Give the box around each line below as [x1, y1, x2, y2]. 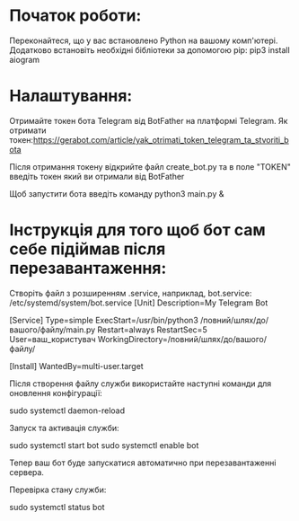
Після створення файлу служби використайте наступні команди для [9, 378, 272, 389]
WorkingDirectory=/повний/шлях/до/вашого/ [97, 333, 268, 344]
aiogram [9, 54, 40, 65]
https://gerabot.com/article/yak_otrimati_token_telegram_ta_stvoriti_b [32, 134, 289, 145]
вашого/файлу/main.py [9, 324, 96, 335]
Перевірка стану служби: [9, 484, 107, 495]
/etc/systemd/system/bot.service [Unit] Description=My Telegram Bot [9, 297, 268, 308]
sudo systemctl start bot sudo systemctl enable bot [9, 439, 199, 450]
